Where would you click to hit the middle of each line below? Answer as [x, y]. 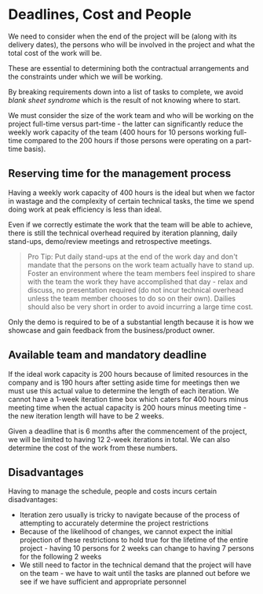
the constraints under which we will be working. [86, 76]
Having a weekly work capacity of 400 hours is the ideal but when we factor [131, 192]
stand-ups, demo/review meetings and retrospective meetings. [110, 241]
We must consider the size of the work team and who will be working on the [131, 115]
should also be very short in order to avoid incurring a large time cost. [140, 306]
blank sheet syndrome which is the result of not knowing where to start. [124, 100]
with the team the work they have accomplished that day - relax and [137, 282]
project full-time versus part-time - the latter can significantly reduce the [126, 124]
